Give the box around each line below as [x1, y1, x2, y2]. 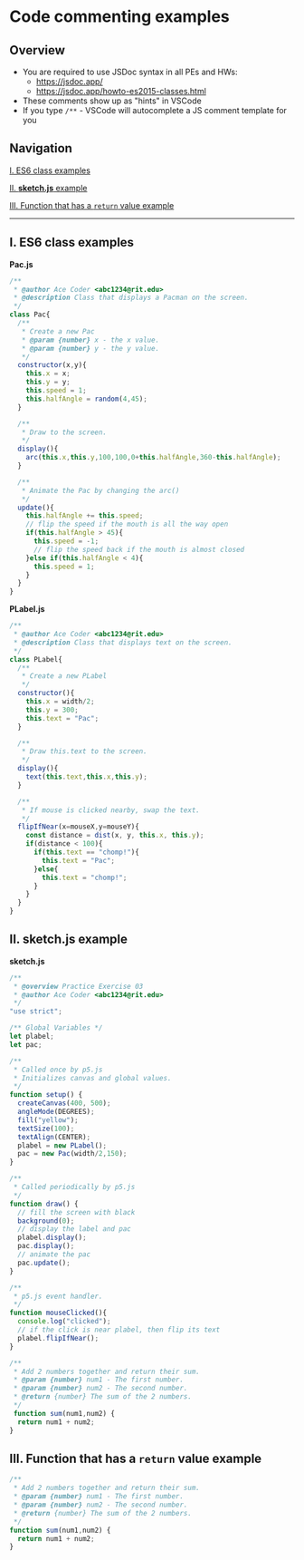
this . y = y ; [25, 378, 71, 387]
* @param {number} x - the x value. [21, 335, 160, 344]
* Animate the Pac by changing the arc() [21, 486, 180, 495]
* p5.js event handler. [13, 1292, 103, 1301]
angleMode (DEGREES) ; [17, 1108, 95, 1117]
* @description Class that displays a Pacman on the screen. [13, 293, 249, 303]
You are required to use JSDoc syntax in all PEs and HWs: [22, 66, 238, 77]
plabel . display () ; [17, 1233, 88, 1243]
